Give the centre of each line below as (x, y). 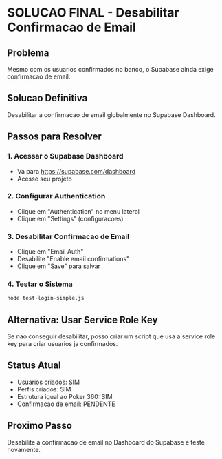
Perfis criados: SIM (44, 389)
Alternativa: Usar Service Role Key (82, 319)
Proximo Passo (40, 426)
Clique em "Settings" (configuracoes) (70, 218)
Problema (28, 53)
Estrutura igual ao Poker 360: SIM (65, 396)
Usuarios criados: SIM (48, 382)
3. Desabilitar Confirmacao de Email (68, 236)
